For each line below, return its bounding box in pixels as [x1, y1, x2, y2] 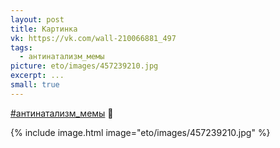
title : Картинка [10, 24, 78, 34]
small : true [10, 80, 60, 90]
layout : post [10, 14, 65, 25]
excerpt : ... [10, 71, 65, 81]
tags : [10, 42, 33, 53]
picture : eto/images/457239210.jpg [10, 61, 159, 71]
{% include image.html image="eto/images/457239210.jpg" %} [10, 126, 271, 138]
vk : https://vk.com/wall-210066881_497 [10, 33, 177, 43]
